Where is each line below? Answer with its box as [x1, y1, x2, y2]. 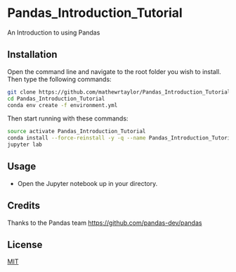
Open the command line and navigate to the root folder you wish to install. [7, 67, 221, 75]
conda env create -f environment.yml [7, 101, 118, 109]
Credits [7, 199, 41, 212]
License [7, 239, 43, 251]
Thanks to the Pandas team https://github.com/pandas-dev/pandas [7, 218, 202, 227]
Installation [7, 49, 58, 61]
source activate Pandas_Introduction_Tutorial [7, 128, 146, 135]
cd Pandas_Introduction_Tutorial [7, 95, 105, 102]
